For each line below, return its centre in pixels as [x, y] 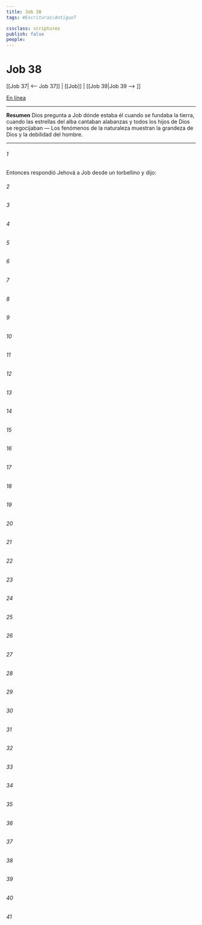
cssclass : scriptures [33, 28]
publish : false [25, 34]
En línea [16, 98]
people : [16, 40]
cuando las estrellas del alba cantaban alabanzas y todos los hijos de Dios [98, 122]
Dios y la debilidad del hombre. [44, 135]
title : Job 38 [24, 12]
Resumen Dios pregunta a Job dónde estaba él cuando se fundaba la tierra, [100, 115]
